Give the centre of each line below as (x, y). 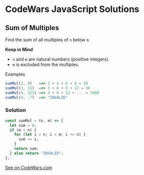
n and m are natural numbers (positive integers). (61, 59)
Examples (15, 74)
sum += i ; (28, 139)
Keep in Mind (19, 49)
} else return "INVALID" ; (37, 153)
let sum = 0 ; (23, 125)
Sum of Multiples (32, 28)
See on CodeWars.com (29, 167)
